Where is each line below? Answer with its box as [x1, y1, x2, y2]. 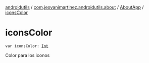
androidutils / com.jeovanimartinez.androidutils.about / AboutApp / [5, 4, 144, 10]
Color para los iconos [5, 52, 50, 58]
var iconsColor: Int [5, 43, 49, 48]
